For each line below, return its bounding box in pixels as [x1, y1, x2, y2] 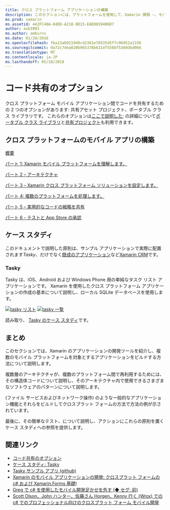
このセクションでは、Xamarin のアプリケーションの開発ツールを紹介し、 [5, 347, 157, 354]
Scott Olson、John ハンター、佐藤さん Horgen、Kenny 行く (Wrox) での [12, 493, 163, 499]
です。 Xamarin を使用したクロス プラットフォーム [36, 283, 141, 289]
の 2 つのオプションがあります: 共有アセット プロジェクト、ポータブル [5, 107, 152, 113]
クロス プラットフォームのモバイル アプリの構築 [5, 135, 155, 144]
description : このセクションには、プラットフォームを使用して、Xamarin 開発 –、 [5, 12, 159, 17]
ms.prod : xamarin [5, 17, 42, 22]
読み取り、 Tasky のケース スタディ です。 [5, 317, 92, 323]
